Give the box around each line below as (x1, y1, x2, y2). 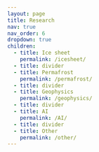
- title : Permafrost (13, 69, 74, 76)
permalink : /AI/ (20, 114, 68, 121)
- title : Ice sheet (13, 50, 71, 57)
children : (7, 43, 37, 50)
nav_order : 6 (7, 29, 46, 37)
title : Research (7, 17, 55, 24)
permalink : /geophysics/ (20, 95, 93, 102)
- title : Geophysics (13, 88, 74, 95)
